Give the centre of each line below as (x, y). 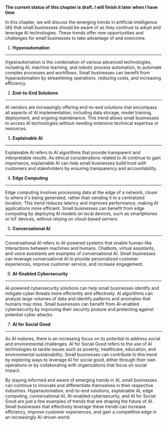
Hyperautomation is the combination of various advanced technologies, (78, 62)
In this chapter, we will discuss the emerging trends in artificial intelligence (81, 22)
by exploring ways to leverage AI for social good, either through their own (81, 360)
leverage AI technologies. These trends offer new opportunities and (74, 33)
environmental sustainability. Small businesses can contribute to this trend (81, 354)
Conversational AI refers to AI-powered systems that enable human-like (79, 243)
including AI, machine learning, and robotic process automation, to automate (83, 67)
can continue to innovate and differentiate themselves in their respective (79, 385)
